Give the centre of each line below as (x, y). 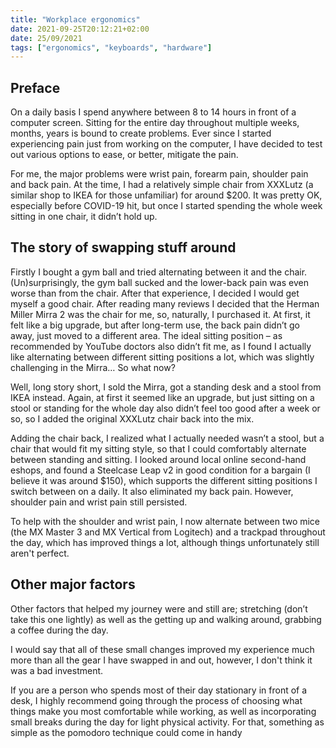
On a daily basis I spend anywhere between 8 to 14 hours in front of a (153, 112)
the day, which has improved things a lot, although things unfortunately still (165, 542)
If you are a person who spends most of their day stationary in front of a (159, 690)
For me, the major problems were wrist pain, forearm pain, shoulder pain (159, 174)
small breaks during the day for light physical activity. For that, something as (167, 722)
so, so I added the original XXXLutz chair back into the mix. (132, 418)
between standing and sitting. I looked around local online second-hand (158, 459)
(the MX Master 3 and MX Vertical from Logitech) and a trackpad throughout (168, 532)
